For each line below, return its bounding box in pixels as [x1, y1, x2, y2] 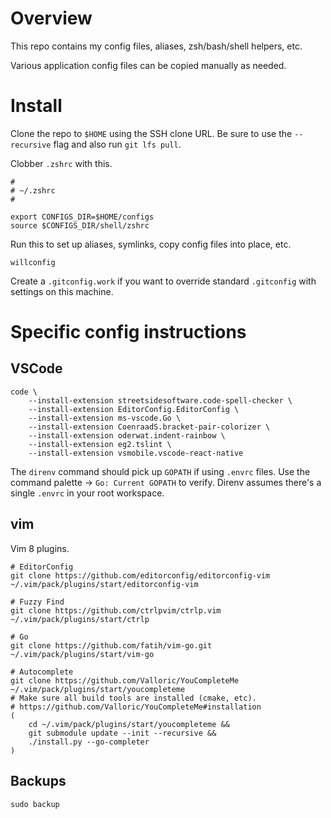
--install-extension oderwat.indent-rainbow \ [28, 430, 226, 441]
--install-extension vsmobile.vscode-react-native [28, 448, 244, 458]
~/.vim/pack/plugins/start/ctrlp [10, 614, 150, 624]
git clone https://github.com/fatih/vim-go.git [10, 640, 213, 651]
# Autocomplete [10, 667, 74, 677]
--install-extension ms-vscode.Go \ [28, 413, 182, 423]
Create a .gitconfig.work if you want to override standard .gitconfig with [10, 275, 317, 287]
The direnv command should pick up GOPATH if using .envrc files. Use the [10, 465, 311, 477]
